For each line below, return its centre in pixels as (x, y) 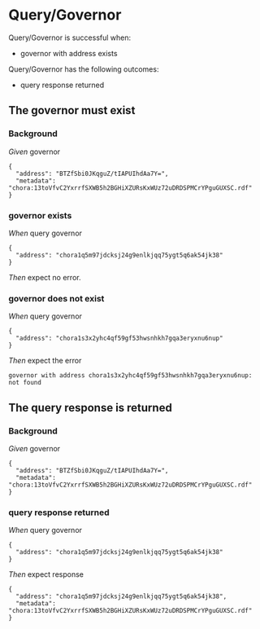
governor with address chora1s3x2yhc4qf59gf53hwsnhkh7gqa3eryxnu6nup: (130, 376)
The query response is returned (90, 408)
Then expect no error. (45, 277)
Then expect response (46, 574)
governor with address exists (69, 53)
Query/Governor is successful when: (70, 37)
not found (25, 383)
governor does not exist (56, 298)
